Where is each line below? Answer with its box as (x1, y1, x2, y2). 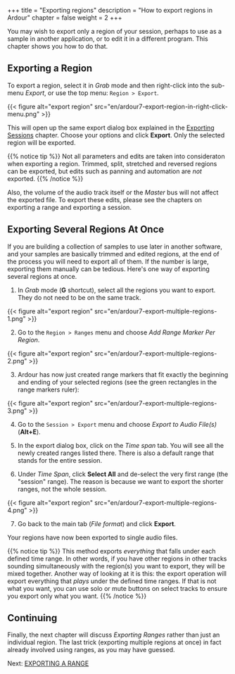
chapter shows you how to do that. (7, 42, 108, 50)
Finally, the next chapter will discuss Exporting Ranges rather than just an (7, 630, 220, 639)
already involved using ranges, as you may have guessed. (7, 646, 175, 654)
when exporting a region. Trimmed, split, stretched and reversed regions (7, 159, 217, 168)
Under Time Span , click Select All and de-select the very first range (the (17, 470, 229, 478)
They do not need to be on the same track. (17, 293, 142, 301)
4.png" (7, 506, 27, 514)
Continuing (7, 612, 58, 624)
